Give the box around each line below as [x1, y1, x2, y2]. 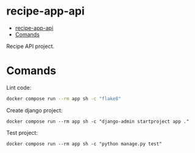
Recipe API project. [6, 42, 55, 50]
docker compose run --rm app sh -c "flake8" [6, 95, 121, 101]
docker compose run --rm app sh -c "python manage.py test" [6, 141, 163, 147]
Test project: [6, 129, 38, 136]
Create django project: [6, 106, 63, 114]
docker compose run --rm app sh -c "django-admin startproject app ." [6, 118, 190, 124]
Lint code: [6, 84, 32, 91]
